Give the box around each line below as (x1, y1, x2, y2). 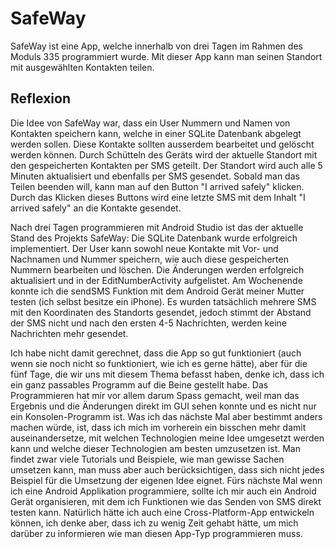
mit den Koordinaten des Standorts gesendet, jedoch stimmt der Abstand (10, 306, 312, 318)
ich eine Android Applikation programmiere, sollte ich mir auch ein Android (10, 485, 317, 497)
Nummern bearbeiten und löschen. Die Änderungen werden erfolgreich (10, 263, 305, 276)
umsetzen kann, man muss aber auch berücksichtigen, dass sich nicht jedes (10, 463, 325, 476)
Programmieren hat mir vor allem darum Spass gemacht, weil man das (10, 389, 300, 401)
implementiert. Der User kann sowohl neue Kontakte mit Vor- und (10, 242, 279, 254)
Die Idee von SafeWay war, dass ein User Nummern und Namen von (10, 117, 291, 129)
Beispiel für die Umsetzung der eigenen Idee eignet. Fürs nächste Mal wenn (10, 474, 323, 486)
